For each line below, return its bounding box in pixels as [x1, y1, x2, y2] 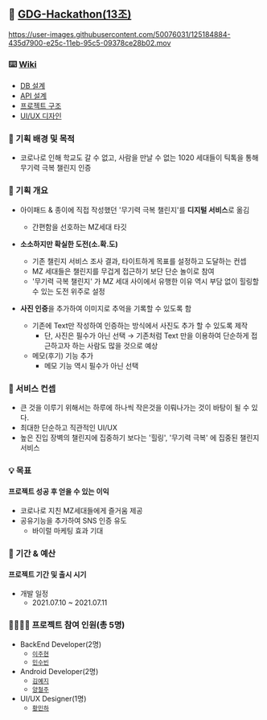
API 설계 [19, 91, 47, 101]
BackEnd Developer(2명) [19, 639, 102, 649]
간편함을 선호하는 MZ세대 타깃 [31, 222, 127, 232]
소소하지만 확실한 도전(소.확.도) [19, 239, 118, 249]
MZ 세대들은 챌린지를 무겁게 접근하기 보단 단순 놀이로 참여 [31, 266, 215, 276]
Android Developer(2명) [19, 666, 99, 676]
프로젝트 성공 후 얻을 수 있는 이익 [8, 486, 110, 496]
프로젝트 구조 [19, 101, 62, 111]
